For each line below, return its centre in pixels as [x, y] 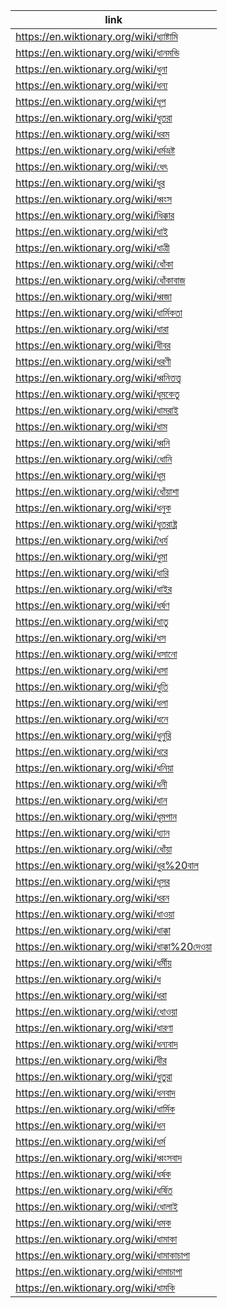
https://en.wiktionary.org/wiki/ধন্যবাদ [96, 1044]
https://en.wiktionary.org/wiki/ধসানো [96, 654]
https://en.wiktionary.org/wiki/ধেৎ [91, 166]
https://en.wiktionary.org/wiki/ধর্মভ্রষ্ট [95, 150]
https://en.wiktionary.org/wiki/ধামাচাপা [99, 1271]
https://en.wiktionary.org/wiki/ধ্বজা [93, 296]
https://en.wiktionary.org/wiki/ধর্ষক [93, 1174]
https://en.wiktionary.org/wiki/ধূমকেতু [97, 394]
